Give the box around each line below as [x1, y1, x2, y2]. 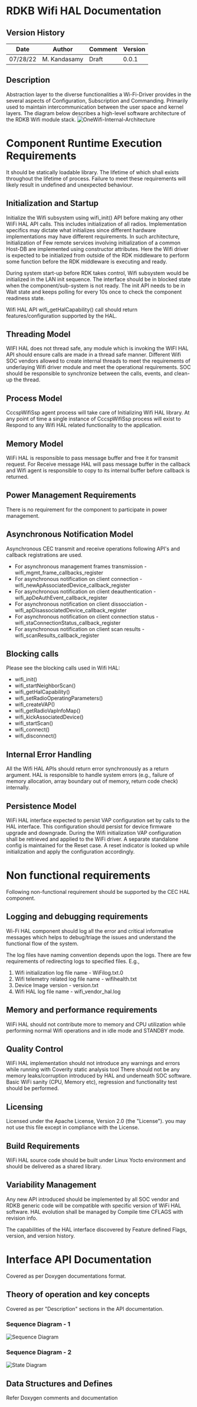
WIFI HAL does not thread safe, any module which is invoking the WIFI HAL [6, 345, 189, 352]
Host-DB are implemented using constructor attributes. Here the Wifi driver [6, 245, 189, 252]
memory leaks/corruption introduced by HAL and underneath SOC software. [6, 1072, 192, 1079]
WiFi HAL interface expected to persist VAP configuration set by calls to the [6, 817, 190, 824]
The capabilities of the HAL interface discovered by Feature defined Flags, [6, 1226, 187, 1233]
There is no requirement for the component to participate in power [6, 506, 168, 513]
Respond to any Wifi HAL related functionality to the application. [6, 422, 162, 429]
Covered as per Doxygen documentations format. [6, 1272, 127, 1279]
